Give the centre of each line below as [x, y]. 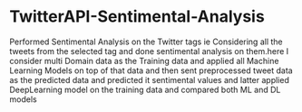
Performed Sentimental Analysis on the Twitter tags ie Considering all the [146, 42]
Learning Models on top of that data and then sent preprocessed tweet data [151, 70]
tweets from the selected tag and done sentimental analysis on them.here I [149, 51]
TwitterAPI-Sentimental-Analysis [137, 17]
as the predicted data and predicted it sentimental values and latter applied [150, 79]
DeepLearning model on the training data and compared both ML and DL [145, 89]
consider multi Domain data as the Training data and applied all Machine [144, 61]
